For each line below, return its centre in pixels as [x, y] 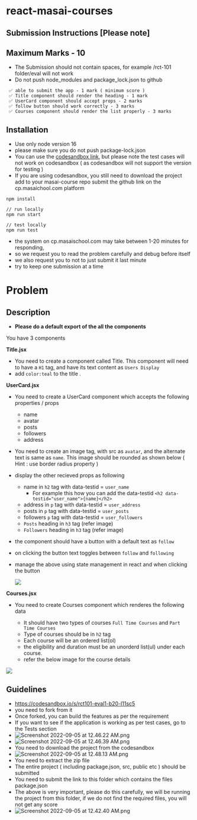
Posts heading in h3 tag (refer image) [68, 524]
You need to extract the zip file [52, 761]
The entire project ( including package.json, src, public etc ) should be [100, 767]
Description [28, 312]
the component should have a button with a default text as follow [94, 542]
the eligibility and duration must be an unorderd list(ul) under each [104, 647]
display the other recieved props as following [70, 476]
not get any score [36, 805]
